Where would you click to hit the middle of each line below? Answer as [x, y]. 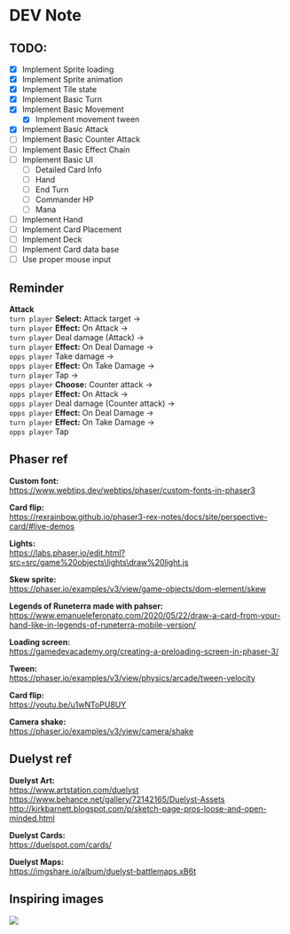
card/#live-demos [42, 526]
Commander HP [65, 199]
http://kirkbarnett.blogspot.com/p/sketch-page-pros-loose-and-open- [138, 808]
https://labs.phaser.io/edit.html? [67, 553]
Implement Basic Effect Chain [76, 149]
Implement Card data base [71, 250]
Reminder [37, 288]
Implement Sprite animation [72, 80]
